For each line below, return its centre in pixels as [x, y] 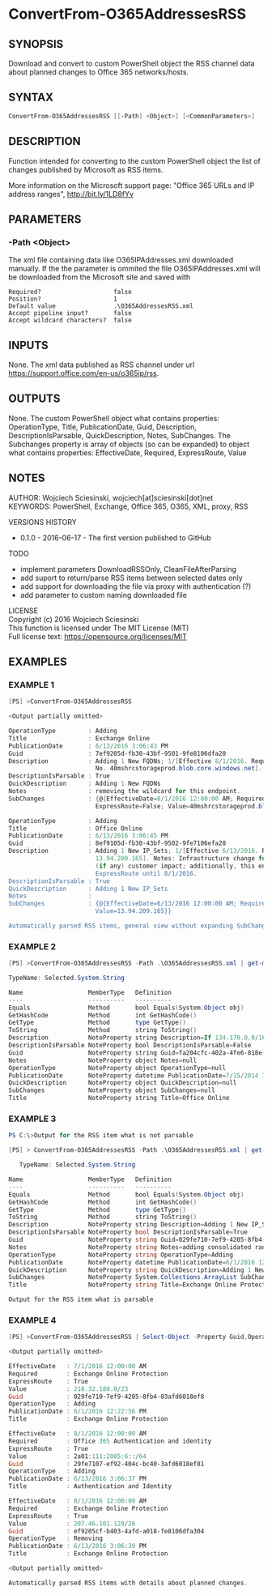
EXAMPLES [38, 662]
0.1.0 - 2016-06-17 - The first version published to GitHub [116, 537]
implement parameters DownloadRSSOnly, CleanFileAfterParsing [128, 569]
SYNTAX [31, 98]
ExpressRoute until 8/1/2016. [146, 873]
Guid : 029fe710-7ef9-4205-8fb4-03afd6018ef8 [106, 1397]
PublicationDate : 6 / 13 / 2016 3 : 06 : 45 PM [88, 836]
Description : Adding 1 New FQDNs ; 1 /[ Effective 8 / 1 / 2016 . [128, 761]
